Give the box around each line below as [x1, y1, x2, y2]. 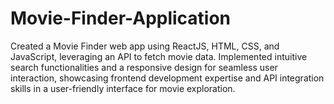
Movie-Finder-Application [10, 7, 232, 30]
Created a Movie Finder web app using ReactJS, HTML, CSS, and [10, 40, 280, 52]
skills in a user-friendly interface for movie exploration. [10, 82, 236, 94]
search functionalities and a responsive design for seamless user [10, 61, 278, 73]
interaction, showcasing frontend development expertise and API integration [10, 72, 325, 84]
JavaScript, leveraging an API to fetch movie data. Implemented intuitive [10, 50, 308, 62]
